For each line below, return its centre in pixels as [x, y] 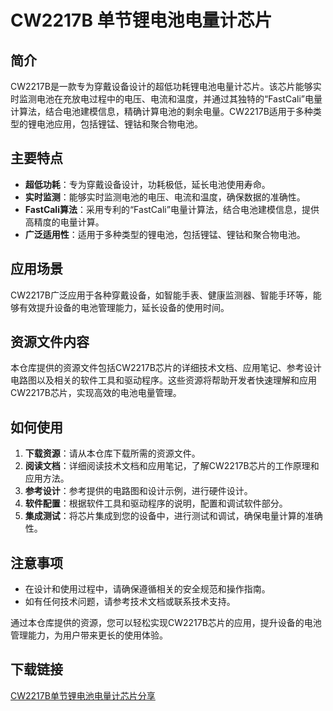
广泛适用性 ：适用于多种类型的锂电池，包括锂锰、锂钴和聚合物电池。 [165, 234]
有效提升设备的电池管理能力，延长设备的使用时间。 [124, 307]
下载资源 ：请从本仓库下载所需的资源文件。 [112, 453]
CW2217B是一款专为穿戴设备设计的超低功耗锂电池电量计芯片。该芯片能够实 [166, 86]
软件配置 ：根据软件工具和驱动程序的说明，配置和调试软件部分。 [156, 503]
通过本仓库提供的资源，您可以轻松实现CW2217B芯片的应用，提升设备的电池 [166, 623]
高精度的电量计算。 [64, 222]
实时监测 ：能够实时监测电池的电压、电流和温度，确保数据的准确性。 [165, 197]
